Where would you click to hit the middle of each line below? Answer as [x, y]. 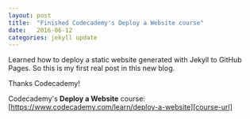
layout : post [30, 15]
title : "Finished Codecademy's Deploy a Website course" [106, 23]
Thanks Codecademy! [44, 84]
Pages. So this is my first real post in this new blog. [92, 69]
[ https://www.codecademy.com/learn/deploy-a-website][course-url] [120, 107]
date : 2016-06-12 [40, 30]
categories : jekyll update [53, 37]
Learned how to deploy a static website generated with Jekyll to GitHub [125, 60]
